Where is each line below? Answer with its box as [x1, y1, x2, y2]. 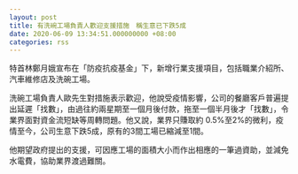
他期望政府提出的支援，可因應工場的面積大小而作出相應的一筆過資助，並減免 [9, 145, 289, 155]
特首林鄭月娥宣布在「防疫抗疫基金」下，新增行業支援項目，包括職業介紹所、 [9, 63, 289, 73]
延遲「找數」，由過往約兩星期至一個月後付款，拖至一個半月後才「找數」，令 [16, 103, 289, 115]
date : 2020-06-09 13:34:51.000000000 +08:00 [9, 29, 176, 38]
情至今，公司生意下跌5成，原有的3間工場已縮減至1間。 [9, 125, 208, 137]
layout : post [9, 12, 58, 22]
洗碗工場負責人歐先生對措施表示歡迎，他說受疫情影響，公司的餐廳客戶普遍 [9, 93, 281, 103]
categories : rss [9, 37, 69, 47]
